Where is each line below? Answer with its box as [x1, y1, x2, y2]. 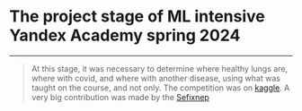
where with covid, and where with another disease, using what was [31, 73, 281, 83]
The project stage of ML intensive [9, 6, 265, 27]
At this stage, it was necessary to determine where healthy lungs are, [31, 63, 289, 73]
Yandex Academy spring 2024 [9, 25, 241, 46]
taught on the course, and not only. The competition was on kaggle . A [31, 82, 290, 93]
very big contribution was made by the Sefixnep [31, 91, 209, 102]
